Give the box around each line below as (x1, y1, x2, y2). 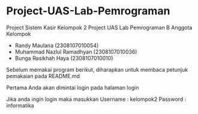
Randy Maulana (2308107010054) (14, 42, 99, 49)
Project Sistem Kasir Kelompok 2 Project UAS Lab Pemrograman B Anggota (6, 24, 193, 31)
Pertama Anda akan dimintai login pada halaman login (6, 84, 139, 91)
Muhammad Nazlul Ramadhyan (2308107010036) (14, 48, 137, 55)
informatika (6, 101, 34, 109)
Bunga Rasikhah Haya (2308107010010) (14, 54, 113, 61)
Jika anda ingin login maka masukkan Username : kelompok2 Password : (6, 95, 187, 103)
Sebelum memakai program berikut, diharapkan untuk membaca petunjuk (6, 66, 188, 73)
